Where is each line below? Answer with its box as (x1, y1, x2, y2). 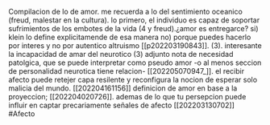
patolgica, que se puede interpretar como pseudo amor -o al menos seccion (8, 58, 262, 67)
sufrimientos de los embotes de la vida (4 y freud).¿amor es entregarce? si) (8, 24, 259, 33)
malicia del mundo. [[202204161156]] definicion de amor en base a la (8, 83, 238, 93)
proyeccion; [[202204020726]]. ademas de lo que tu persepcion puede (8, 92, 247, 101)
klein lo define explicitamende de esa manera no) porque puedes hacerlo (8, 32, 251, 42)
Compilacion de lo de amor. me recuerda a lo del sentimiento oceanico (8, 7, 243, 16)
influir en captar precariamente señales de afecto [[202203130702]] (8, 100, 235, 110)
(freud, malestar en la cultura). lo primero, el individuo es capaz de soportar (8, 15, 260, 25)
